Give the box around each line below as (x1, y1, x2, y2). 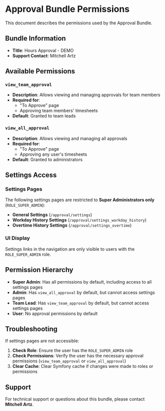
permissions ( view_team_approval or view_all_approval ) (12, 358, 126, 364)
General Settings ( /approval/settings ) (12, 212, 93, 218)
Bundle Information (5, 34, 66, 43)
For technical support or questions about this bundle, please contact (5, 396, 145, 402)
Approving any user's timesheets (19, 151, 88, 157)
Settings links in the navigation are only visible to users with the (5, 246, 135, 252)
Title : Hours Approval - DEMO (12, 47, 74, 53)
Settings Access (5, 171, 57, 179)
